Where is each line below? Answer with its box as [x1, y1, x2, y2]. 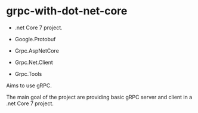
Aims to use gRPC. [6, 82, 52, 89]
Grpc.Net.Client [14, 59, 54, 66]
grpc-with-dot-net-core [6, 4, 128, 18]
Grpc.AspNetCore [14, 47, 60, 54]
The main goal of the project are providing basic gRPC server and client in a [6, 93, 193, 100]
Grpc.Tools [14, 70, 42, 77]
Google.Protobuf [14, 35, 56, 42]
